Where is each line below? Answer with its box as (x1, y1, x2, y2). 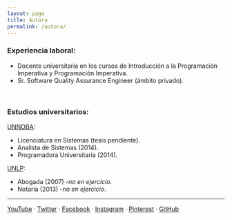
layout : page (7, 10, 45, 17)
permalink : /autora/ (7, 23, 67, 30)
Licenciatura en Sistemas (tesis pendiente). (17, 136, 140, 144)
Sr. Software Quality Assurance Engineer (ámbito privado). (17, 76, 184, 84)
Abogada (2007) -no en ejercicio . (17, 177, 113, 185)
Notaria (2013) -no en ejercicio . (17, 185, 106, 193)
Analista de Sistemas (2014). (17, 143, 99, 152)
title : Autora (7, 17, 48, 24)
